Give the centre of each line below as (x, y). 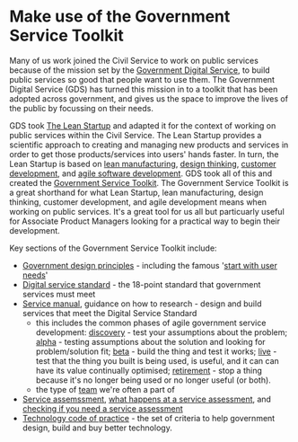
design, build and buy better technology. (97, 428)
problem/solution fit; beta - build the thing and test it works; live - (156, 351)
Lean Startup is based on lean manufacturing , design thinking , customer (143, 164)
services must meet (59, 294)
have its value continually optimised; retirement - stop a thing (149, 370)
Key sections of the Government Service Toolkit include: (113, 248)
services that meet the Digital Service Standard (110, 313)
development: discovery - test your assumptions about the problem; (162, 332)
